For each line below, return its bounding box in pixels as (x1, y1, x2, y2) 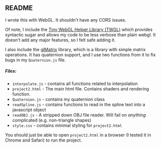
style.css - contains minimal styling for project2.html (12, 122, 122, 128)
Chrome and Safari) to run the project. (5, 137, 82, 143)
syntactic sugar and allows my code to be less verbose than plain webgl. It (5, 31, 156, 37)
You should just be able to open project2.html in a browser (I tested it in (5, 132, 151, 138)
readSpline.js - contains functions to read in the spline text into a (12, 101, 146, 107)
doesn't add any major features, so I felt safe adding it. (5, 37, 116, 43)
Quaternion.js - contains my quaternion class (12, 96, 105, 102)
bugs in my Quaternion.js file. (5, 57, 66, 63)
